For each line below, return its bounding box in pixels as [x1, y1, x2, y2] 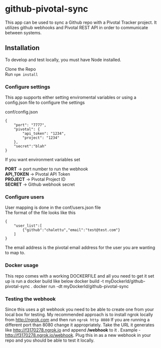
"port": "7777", [14, 123, 47, 128]
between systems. [5, 30, 42, 35]
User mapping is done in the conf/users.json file [5, 205, 101, 211]
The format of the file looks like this [5, 210, 76, 215]
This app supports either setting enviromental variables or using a [5, 95, 137, 100]
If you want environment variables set [5, 157, 80, 163]
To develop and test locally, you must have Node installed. [5, 57, 121, 63]
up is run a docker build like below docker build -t [5, 278, 104, 284]
